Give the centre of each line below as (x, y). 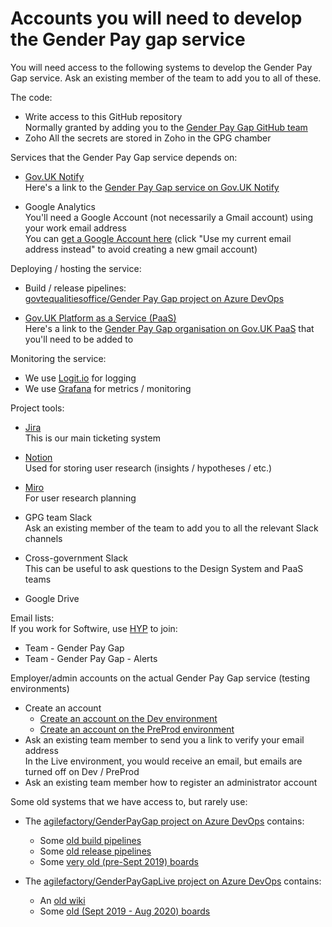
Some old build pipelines (90, 840)
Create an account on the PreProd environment (137, 729)
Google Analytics (60, 206)
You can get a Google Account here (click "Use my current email (158, 238)
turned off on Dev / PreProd (82, 771)
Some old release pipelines (95, 851)
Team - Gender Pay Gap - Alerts (91, 658)
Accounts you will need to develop (156, 18)
